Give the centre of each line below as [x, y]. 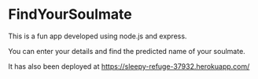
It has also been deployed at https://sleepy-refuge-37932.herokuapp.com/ [129, 66]
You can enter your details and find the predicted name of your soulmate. [127, 51]
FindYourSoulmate [70, 14]
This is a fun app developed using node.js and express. [98, 36]
